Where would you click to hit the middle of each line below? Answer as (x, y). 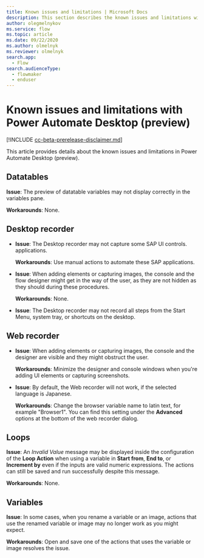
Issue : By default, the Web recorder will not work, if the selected (96, 387)
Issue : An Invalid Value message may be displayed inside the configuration (100, 452)
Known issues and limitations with (95, 110)
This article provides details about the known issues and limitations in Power (102, 152)
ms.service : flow (28, 29)
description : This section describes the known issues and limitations (99, 18)
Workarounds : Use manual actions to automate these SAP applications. (105, 262)
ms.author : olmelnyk (32, 46)
